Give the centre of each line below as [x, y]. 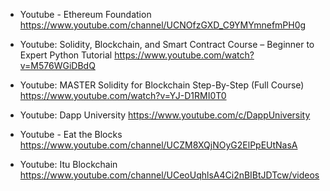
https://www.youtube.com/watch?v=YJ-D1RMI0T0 [123, 95]
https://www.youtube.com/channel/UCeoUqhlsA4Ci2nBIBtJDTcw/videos [169, 175]
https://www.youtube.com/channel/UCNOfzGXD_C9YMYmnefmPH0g [163, 25]
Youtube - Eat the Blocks [71, 134]
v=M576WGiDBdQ [57, 65]
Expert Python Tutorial [66, 55]
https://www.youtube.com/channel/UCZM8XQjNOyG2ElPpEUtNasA [158, 145]
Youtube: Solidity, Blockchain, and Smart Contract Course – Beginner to [167, 44]
